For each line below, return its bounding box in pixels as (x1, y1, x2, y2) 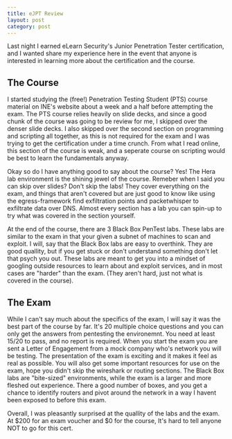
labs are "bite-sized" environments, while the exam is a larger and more (7, 374, 212, 382)
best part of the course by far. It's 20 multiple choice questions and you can (7, 323, 224, 330)
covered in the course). (7, 276, 74, 285)
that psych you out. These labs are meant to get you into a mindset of (7, 254, 206, 263)
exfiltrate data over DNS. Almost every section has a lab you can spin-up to (7, 204, 222, 213)
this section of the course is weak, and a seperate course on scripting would (7, 147, 226, 155)
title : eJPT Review (7, 10, 64, 17)
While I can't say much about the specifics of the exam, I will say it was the (7, 315, 221, 323)
